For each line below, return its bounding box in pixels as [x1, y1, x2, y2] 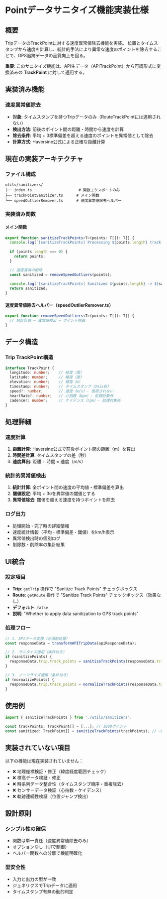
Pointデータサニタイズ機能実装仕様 [5, 4, 149, 16]
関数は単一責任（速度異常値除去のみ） [12, 838, 91, 844]
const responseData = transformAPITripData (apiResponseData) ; [5, 641, 137, 645]
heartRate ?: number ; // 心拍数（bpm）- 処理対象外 [9, 393, 114, 398]
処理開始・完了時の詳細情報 [12, 522, 70, 528]
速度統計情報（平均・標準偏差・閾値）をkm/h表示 [12, 529, 115, 535]
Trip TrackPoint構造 [5, 354, 54, 361]
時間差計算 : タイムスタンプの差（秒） [12, 452, 89, 458]
